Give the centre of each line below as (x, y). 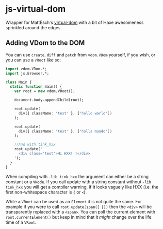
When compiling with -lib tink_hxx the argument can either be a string (77, 176)
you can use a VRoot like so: (33, 60)
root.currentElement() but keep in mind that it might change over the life (79, 217)
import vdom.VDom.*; (26, 69)
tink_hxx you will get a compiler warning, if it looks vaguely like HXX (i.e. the (82, 187)
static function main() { (36, 87)
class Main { (19, 82)
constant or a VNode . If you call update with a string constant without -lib (79, 182)
